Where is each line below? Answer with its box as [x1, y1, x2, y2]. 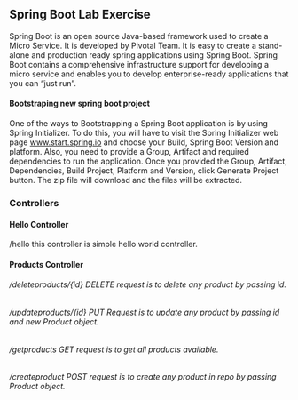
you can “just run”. [9, 77, 77, 88]
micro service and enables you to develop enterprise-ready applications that [9, 68, 289, 79]
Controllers [9, 196, 59, 209]
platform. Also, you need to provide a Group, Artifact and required [9, 147, 250, 157]
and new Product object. [9, 316, 99, 327]
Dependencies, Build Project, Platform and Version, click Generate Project [9, 165, 279, 176]
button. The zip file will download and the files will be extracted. [9, 175, 242, 186]
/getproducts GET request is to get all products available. [9, 344, 219, 355]
